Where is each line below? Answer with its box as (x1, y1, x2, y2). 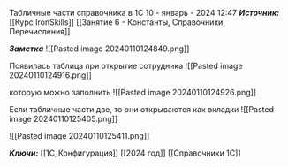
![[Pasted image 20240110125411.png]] (9, 131, 150, 140)
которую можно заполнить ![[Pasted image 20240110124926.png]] (9, 87, 257, 97)
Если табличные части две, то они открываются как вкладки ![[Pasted (9, 104, 274, 114)
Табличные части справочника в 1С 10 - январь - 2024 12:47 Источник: (9, 8, 280, 18)
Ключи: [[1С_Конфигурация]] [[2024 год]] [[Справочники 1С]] (9, 148, 241, 158)
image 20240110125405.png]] (9, 114, 118, 124)
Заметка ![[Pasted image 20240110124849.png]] (9, 43, 190, 54)
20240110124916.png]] (9, 70, 93, 80)
